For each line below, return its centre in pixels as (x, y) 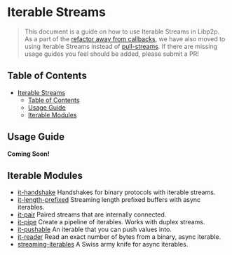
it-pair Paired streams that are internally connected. (92, 214)
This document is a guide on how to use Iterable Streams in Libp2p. (122, 31)
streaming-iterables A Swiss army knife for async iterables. (103, 245)
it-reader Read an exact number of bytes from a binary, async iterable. (119, 237)
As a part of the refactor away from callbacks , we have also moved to (125, 38)
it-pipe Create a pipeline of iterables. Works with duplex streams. (111, 222)
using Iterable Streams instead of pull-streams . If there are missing (121, 46)
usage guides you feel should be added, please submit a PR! (112, 54)
